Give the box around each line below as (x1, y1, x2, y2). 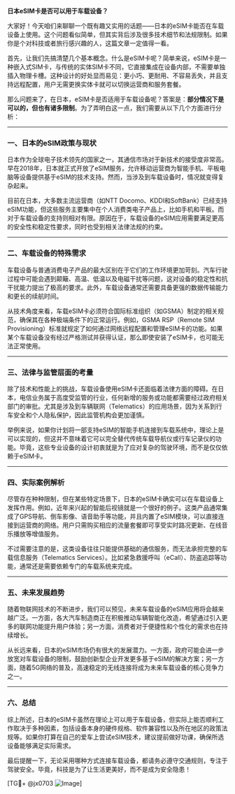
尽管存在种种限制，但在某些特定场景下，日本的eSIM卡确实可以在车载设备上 (7, 495, 225, 503)
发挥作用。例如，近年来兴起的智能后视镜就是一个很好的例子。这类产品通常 (7, 503, 222, 512)
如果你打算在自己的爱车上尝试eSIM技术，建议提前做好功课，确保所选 (25, 732, 225, 741)
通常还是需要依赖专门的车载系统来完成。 (19, 562, 136, 570)
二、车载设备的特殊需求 (7, 248, 86, 258)
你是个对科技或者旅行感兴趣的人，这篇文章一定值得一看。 (7, 39, 173, 48)
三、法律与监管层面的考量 (7, 367, 94, 377)
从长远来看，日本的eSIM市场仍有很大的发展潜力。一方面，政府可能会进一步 (7, 646, 225, 654)
